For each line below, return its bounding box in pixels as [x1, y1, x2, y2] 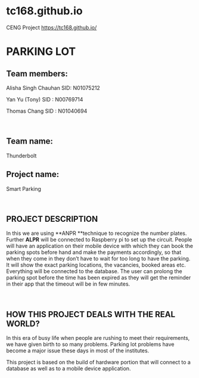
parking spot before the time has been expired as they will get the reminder [6, 274, 191, 281]
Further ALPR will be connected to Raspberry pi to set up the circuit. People [6, 236, 192, 243]
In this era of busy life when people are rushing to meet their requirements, [6, 334, 190, 342]
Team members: [6, 69, 69, 79]
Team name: [6, 136, 54, 147]
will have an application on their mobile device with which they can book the [6, 243, 194, 250]
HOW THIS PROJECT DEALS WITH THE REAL [6, 309, 176, 320]
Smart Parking [6, 185, 42, 192]
